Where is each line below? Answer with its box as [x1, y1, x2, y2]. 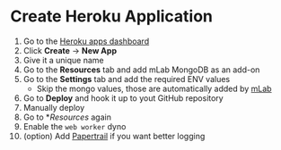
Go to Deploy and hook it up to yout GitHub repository [22, 92, 224, 104]
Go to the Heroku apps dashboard [22, 36, 150, 46]
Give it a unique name [22, 54, 104, 65]
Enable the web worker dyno [22, 121, 127, 131]
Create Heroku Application [10, 6, 214, 27]
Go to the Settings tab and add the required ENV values [22, 73, 231, 84]
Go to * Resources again [22, 112, 111, 122]
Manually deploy [22, 102, 85, 112]
